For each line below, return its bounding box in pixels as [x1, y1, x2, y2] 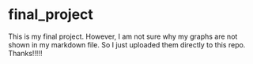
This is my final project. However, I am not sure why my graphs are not [8, 32, 238, 41]
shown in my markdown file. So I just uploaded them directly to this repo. [8, 40, 246, 49]
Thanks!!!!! [8, 48, 43, 58]
